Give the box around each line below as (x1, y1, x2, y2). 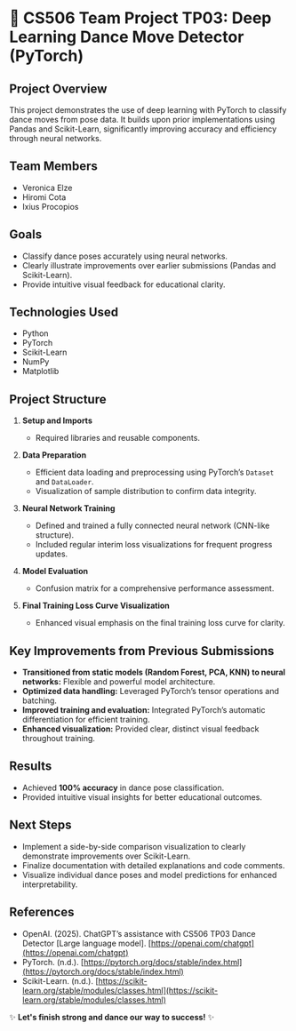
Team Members (9, 159, 98, 174)
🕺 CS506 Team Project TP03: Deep (9, 8, 272, 28)
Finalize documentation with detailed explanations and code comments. (21, 859, 285, 870)
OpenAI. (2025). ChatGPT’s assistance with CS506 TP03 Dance (21, 928, 256, 939)
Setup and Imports (21, 415, 93, 426)
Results (9, 759, 52, 774)
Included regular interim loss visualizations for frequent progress (35, 539, 273, 550)
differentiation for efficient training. (21, 715, 150, 725)
